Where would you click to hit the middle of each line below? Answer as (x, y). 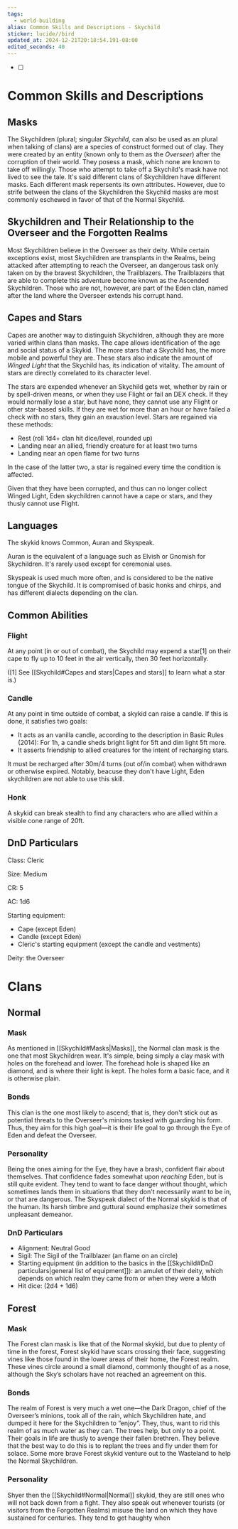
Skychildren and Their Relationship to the (101, 222)
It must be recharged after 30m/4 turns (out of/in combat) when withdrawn (117, 764)
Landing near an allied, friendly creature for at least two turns (107, 446)
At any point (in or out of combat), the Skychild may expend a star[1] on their (119, 651)
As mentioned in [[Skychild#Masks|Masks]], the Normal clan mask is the (114, 1048)
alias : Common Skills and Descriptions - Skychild (84, 27)
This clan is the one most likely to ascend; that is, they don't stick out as (113, 1112)
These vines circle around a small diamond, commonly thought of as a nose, (119, 1366)
